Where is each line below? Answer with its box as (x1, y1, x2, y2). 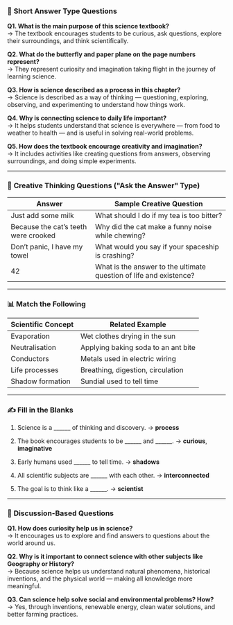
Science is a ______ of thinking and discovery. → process (17, 424, 180, 432)
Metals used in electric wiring (80, 353, 177, 363)
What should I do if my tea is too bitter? (94, 210, 223, 220)
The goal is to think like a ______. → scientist (17, 485, 144, 493)
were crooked (10, 231, 56, 240)
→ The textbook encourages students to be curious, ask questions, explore (7, 29, 222, 37)
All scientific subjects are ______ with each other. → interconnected (17, 472, 209, 480)
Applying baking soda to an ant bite (80, 342, 196, 352)
